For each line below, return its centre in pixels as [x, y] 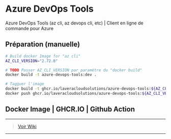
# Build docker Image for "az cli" [43, 56]
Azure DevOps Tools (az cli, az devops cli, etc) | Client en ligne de [74, 23]
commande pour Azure [30, 28]
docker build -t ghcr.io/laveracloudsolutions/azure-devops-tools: [78, 89]
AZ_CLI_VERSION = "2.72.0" [32, 61]
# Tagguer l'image [25, 84]
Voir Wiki [27, 126]
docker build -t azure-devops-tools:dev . [51, 75]
